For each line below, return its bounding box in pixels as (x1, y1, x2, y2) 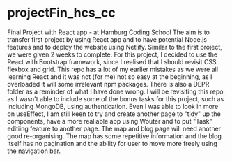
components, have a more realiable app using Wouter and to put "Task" (7, 117, 212, 125)
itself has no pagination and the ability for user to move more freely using (7, 139, 217, 147)
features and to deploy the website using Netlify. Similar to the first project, (7, 43, 223, 51)
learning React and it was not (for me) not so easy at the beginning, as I (7, 72, 212, 81)
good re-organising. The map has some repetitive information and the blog (7, 131, 222, 140)
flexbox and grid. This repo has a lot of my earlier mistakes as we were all (7, 65, 218, 73)
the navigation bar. (7, 147, 61, 155)
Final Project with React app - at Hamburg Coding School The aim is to (7, 28, 210, 36)
